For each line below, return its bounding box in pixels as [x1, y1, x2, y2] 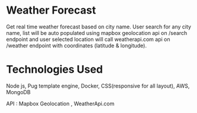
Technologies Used [6, 63, 104, 76]
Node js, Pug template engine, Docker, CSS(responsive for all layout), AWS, [6, 82, 190, 89]
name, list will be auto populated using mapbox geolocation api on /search [6, 29, 188, 36]
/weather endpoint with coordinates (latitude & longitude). [6, 42, 147, 49]
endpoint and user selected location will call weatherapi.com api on [6, 35, 170, 43]
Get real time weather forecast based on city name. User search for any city [6, 23, 191, 30]
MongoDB [6, 88, 31, 95]
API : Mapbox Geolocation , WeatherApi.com [6, 100, 115, 107]
